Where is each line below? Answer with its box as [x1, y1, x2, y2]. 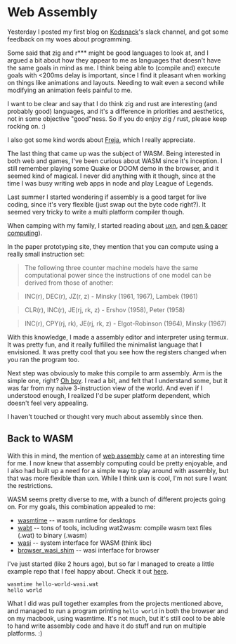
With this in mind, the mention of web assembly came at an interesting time [7, 451, 225, 460]
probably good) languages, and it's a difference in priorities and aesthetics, [7, 107, 225, 115]
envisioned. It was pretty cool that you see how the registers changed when [7, 347, 227, 356]
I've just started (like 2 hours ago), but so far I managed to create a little [7, 560, 215, 568]
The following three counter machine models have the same [24, 263, 199, 271]
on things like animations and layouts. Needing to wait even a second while [7, 78, 225, 86]
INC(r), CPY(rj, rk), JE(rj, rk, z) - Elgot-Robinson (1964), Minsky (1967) [24, 319, 227, 328]
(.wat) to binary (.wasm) [17, 531, 88, 539]
